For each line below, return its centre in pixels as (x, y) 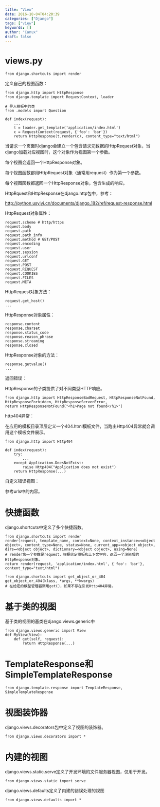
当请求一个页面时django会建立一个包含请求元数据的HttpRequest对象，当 (78, 146)
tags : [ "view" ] (20, 23)
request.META (18, 282)
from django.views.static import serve (45, 781)
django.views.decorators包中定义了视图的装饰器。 (55, 727)
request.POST (18, 265)
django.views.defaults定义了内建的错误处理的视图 (55, 790)
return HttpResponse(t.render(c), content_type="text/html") (77, 136)
